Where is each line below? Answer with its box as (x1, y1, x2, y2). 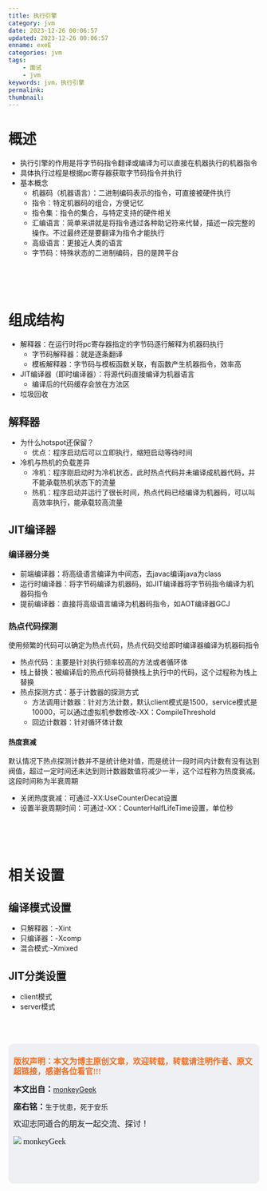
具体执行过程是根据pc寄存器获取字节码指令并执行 (19, 169, 183, 178)
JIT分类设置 (8, 969, 67, 983)
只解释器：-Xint (19, 923, 72, 933)
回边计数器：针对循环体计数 (31, 717, 124, 727)
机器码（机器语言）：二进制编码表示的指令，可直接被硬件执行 (31, 189, 231, 198)
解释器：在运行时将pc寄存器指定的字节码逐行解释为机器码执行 (19, 339, 225, 349)
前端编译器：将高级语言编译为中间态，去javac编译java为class (19, 569, 222, 578)
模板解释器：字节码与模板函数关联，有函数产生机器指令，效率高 (31, 359, 241, 369)
